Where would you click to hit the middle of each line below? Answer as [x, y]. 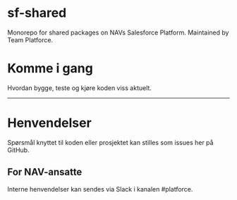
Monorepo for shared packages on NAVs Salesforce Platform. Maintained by [118, 32]
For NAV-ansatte [45, 172]
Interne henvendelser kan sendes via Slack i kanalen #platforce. [100, 189]
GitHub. [18, 150]
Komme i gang [50, 69]
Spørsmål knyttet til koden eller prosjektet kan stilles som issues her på [110, 142]
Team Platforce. [30, 39]
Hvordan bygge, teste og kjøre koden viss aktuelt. [79, 88]
